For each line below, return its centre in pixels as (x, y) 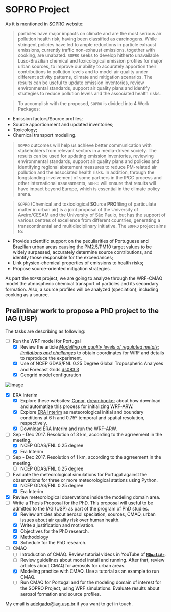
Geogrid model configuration (51, 375)
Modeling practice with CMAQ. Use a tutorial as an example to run (90, 571)
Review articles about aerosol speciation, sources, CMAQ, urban (88, 514)
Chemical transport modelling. (44, 135)
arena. (25, 194)
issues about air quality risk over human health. (70, 520)
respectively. (34, 423)
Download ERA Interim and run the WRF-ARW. (69, 429)
